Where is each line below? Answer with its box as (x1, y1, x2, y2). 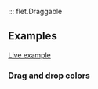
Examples (8, 29, 57, 43)
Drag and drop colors (8, 70, 90, 81)
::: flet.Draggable (8, 7, 63, 16)
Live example (8, 50, 51, 60)
